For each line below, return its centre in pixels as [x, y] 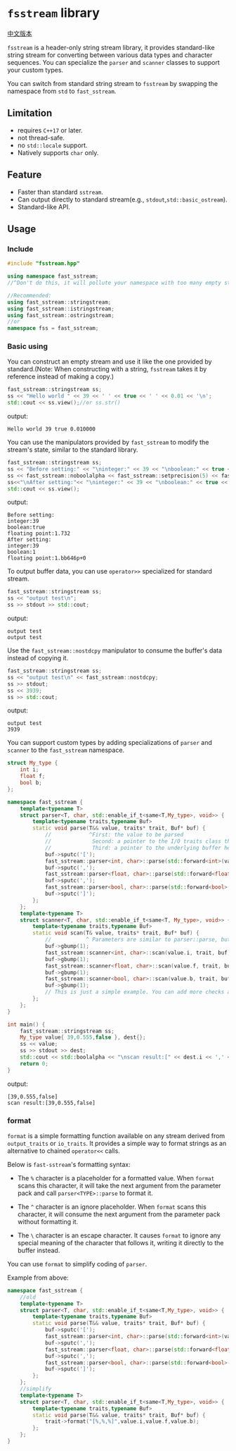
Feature [25, 175]
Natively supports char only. [58, 152]
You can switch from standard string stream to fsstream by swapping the [113, 83]
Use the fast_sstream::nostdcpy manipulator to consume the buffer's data [115, 650]
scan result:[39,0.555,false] [52, 1103]
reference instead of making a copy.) [61, 377]
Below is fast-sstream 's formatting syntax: [69, 1164]
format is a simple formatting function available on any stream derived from [116, 1135]
